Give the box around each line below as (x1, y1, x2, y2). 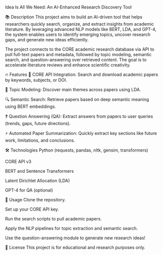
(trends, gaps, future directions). (5, 121, 71, 126)
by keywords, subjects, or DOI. (5, 77, 67, 83)
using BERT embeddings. (5, 103, 56, 109)
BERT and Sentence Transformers (5, 168, 74, 174)
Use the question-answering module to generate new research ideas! (5, 235, 146, 241)
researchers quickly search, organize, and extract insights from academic (5, 21, 154, 27)
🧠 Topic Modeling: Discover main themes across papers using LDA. (5, 87, 141, 93)
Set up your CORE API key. (5, 206, 59, 212)
